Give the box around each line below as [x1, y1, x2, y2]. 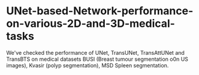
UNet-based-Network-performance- [6, 4, 194, 18]
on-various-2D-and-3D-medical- [6, 17, 176, 30]
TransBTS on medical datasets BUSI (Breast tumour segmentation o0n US [6, 55, 189, 62]
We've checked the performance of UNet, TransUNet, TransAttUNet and [6, 49, 185, 56]
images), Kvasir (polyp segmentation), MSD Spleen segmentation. [6, 61, 169, 69]
